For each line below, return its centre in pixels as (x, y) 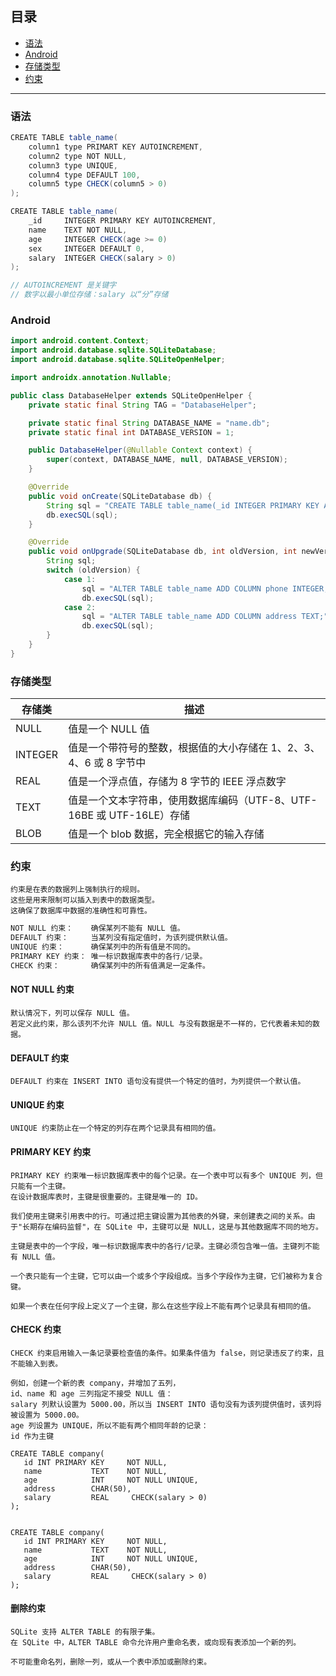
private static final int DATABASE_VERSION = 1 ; (131, 432)
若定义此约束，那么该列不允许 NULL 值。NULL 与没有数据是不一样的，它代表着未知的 (161, 1023)
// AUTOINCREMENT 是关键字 (63, 285)
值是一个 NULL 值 (109, 729)
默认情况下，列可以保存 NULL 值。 (72, 1013)
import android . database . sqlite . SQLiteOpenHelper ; (118, 360)
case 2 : (80, 607)
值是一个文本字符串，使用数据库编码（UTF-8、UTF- (193, 800)
